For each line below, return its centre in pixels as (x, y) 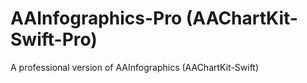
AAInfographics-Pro (96, 18)
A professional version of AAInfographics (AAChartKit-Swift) (135, 67)
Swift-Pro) (54, 39)
